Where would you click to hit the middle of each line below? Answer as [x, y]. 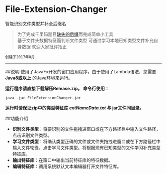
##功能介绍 [17, 118]
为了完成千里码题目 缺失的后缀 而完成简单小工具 [65, 34]
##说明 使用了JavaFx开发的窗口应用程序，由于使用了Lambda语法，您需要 [81, 71]
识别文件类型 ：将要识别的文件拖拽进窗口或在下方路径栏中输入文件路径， [86, 129]
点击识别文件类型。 [32, 135]
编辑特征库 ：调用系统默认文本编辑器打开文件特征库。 [67, 166]
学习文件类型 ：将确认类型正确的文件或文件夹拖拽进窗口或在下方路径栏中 [86, 141]
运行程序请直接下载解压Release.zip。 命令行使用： [57, 88]
